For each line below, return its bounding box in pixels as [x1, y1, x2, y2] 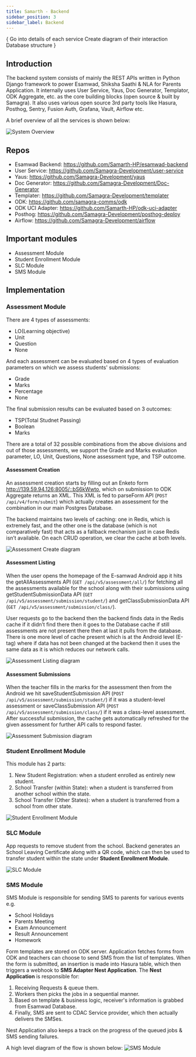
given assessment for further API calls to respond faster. [6, 721, 142, 728]
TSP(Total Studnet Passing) [14, 416, 81, 424]
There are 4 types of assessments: [6, 316, 91, 323]
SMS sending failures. [6, 1033, 59, 1040]
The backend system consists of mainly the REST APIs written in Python [6, 74, 180, 82]
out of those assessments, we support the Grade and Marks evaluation [6, 446, 177, 453]
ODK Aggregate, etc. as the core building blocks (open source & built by [6, 93, 180, 100]
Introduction [6, 59, 53, 69]
